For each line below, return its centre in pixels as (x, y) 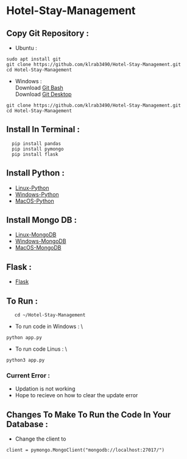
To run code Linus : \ (41, 349)
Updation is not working (45, 389)
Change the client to (41, 439)
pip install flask (35, 154)
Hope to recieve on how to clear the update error (76, 395)
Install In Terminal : (43, 129)
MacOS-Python (34, 201)
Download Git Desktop (43, 94)
